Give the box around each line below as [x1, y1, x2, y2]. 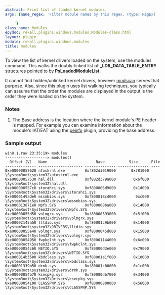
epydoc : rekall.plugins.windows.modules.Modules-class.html [5, 30, 132, 35]
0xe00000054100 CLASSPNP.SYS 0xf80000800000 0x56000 [5, 281, 149, 286]
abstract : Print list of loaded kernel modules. [5, 7, 107, 12]
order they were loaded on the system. [5, 93, 84, 99]
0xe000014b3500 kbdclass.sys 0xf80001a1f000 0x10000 [5, 255, 149, 260]
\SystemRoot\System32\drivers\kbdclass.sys [5, 259, 96, 264]
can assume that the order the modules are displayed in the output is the [5, 88, 153, 94]
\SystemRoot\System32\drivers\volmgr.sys [5, 233, 92, 238]
